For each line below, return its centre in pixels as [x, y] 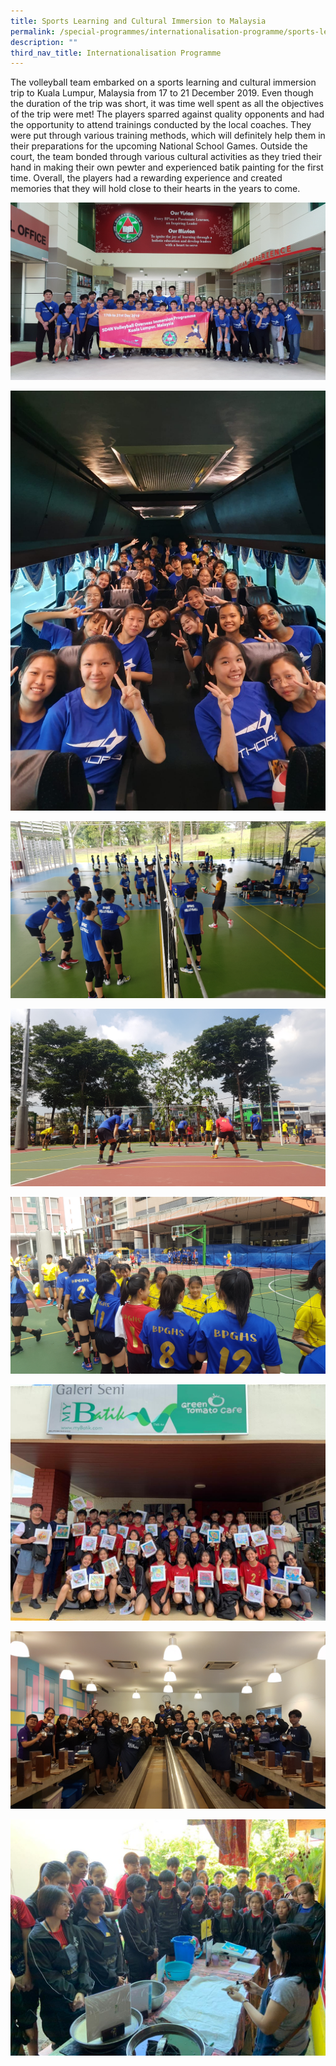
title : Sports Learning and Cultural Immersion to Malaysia [138, 21]
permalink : [33, 31]
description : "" [44, 42]
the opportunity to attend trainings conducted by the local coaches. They [161, 125]
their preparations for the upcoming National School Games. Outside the [159, 146]
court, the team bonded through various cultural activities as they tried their [166, 157]
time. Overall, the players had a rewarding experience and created [146, 178]
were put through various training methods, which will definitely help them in [168, 136]
